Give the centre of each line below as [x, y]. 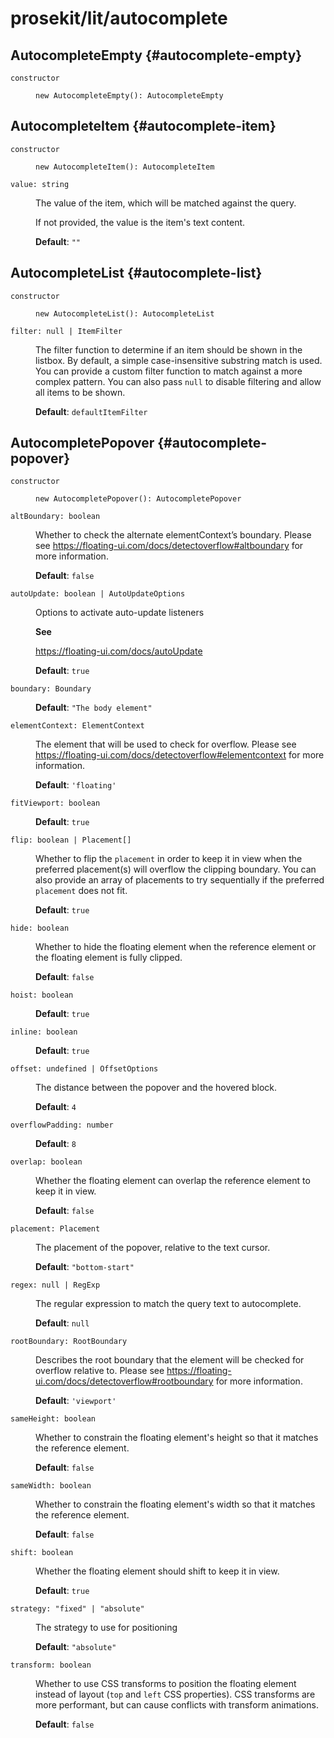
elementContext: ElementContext [77, 726]
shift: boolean [42, 1553]
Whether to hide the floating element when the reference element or [176, 947]
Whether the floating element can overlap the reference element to [173, 1181]
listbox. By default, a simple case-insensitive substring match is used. [179, 360]
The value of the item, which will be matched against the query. [166, 203]
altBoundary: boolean [55, 517]
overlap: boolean [46, 1162]
